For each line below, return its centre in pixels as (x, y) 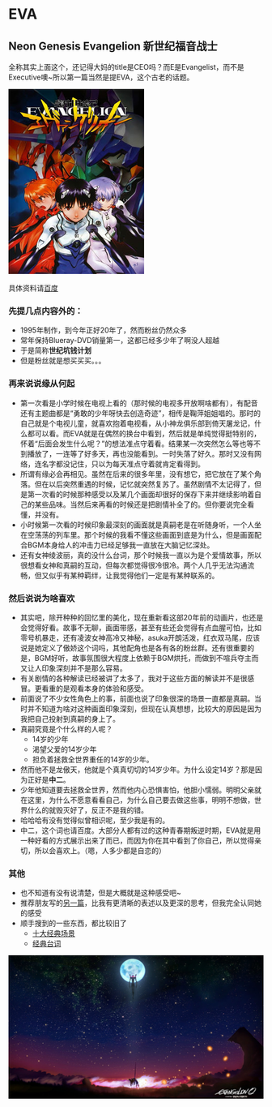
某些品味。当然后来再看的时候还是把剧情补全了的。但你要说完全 (141, 504)
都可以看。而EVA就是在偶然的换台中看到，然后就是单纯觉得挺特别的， (144, 433)
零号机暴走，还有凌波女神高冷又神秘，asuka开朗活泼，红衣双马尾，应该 (140, 637)
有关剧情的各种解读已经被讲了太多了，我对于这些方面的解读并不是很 (134, 678)
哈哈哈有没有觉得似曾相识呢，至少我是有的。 (95, 820)
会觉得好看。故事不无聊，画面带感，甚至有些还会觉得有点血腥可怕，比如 (140, 627)
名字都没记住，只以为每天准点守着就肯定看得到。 (123, 464)
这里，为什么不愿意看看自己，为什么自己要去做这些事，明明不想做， (141, 800)
